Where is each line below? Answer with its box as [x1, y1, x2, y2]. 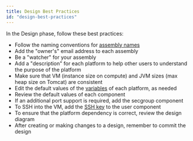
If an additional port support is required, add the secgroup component [14, 97, 184, 104]
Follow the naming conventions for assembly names [14, 41, 140, 48]
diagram [14, 115, 35, 122]
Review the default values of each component [14, 91, 126, 98]
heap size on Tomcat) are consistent [14, 78, 103, 85]
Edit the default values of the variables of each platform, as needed [14, 84, 177, 91]
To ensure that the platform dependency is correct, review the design [14, 109, 182, 117]
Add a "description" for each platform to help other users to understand [14, 59, 188, 67]
